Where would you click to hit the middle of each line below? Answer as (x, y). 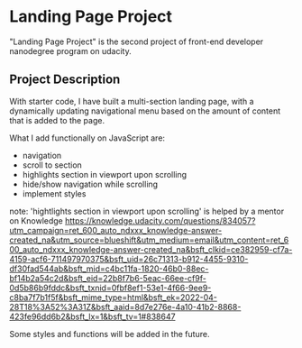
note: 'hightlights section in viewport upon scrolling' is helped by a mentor (147, 211)
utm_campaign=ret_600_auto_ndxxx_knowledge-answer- (116, 230)
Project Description (65, 80)
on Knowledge (36, 220)
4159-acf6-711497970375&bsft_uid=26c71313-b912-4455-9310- (129, 259)
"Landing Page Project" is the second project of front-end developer (137, 41)
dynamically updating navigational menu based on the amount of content (145, 111)
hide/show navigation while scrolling (90, 184)
